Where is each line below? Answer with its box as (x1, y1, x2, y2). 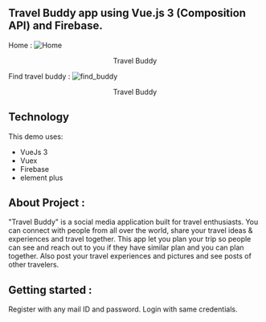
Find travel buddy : (8, 71, 71, 81)
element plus (19, 173, 63, 182)
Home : (8, 40, 33, 50)
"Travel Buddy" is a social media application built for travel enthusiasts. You (8, 217, 259, 227)
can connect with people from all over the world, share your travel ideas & (8, 226, 253, 235)
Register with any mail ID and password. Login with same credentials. (8, 304, 238, 314)
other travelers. (8, 260, 59, 270)
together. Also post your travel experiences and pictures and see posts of (8, 251, 252, 261)
